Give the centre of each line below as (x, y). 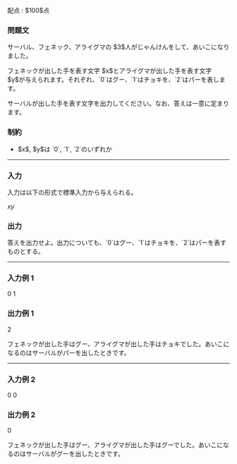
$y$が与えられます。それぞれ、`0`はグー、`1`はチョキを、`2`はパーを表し (114, 80)
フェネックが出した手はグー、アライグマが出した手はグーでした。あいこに (115, 445)
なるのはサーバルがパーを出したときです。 (69, 353)
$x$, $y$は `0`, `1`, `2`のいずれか (65, 149)
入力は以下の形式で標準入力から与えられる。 (72, 192)
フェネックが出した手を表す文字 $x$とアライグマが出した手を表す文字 (110, 71)
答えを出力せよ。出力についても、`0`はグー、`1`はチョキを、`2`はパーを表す (117, 243)
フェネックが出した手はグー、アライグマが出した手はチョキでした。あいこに (119, 343)
